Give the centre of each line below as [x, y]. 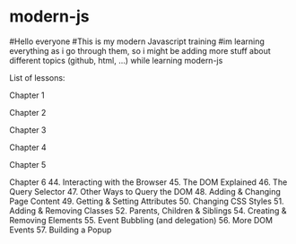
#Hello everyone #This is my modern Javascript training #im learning [137, 41]
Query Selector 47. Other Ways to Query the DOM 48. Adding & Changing [145, 191]
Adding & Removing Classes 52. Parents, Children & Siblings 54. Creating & [148, 210]
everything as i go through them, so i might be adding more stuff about [140, 50]
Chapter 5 [28, 164]
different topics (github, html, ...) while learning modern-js [116, 60]
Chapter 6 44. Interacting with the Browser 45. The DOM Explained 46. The [148, 182]
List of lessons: [37, 77]
